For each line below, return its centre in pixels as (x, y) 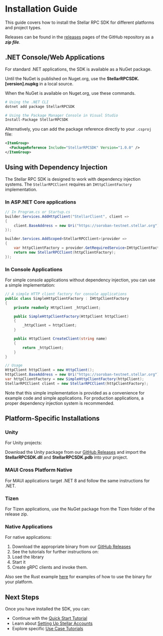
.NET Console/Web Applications (55, 58)
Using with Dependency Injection (56, 167)
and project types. (23, 27)
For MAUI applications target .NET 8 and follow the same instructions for (77, 481)
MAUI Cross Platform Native (39, 470)
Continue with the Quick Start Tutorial (49, 619)
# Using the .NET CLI (27, 102)
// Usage (14, 365)
